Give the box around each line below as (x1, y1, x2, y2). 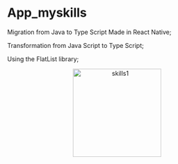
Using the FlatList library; (7, 54, 79, 63)
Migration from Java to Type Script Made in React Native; (7, 28, 172, 36)
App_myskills (7, 5, 87, 21)
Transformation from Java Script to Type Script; (7, 41, 144, 49)
